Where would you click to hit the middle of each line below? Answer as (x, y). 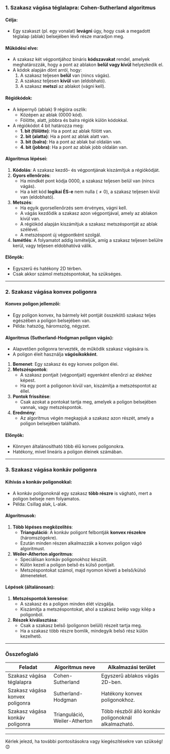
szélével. (29, 229)
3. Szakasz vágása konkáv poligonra (51, 470)
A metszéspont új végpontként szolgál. (60, 235)
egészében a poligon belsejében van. (52, 321)
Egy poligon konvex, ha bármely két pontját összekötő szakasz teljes (84, 315)
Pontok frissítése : (32, 397)
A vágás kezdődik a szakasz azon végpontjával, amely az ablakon (89, 213)
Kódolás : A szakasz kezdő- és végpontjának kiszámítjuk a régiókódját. (86, 170)
